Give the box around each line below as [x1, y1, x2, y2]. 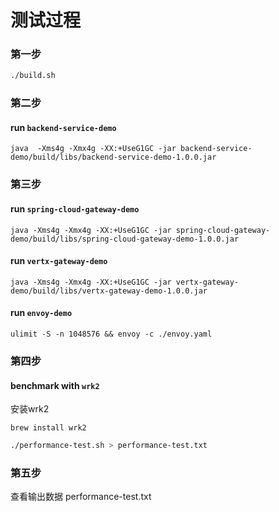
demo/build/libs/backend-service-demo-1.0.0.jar [10, 152, 217, 163]
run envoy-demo [10, 307, 73, 319]
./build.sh [10, 71, 56, 81]
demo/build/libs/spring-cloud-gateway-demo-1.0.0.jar [10, 234, 240, 244]
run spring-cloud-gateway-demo [10, 203, 140, 215]
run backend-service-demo [10, 121, 117, 133]
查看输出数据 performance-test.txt [10, 491, 152, 503]
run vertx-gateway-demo [10, 255, 108, 267]
